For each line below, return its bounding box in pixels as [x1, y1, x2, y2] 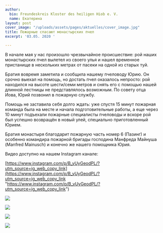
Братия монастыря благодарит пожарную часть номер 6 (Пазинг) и [5, 131, 147, 137]
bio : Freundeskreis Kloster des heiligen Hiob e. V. [9, 12, 118, 16]
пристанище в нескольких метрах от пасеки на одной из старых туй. [5, 62, 149, 68]
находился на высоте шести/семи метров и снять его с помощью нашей [5, 81, 157, 87]
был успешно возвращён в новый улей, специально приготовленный [5, 117, 148, 123]
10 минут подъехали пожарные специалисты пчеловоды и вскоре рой [5, 111, 151, 117]
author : [5, 7, 21, 12]
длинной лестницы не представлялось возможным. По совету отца [5, 87, 146, 93]
